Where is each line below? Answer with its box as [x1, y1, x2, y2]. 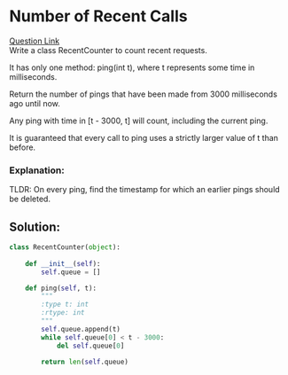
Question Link [9, 35, 60, 46]
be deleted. [9, 193, 51, 205]
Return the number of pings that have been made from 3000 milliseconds [9, 89, 277, 99]
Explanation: [9, 164, 65, 176]
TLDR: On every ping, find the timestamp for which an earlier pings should [9, 184, 281, 195]
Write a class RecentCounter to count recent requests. [9, 44, 208, 55]
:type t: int [41, 300, 90, 309]
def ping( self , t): [25, 284, 97, 293]
